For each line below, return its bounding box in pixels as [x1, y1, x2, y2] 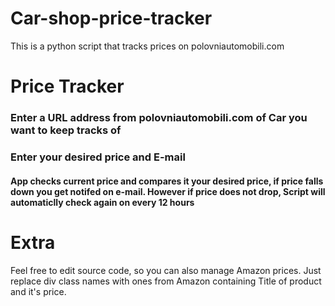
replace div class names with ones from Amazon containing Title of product [10, 275, 322, 287]
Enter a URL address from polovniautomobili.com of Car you [10, 111, 308, 125]
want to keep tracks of [10, 123, 122, 137]
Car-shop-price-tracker [10, 7, 213, 30]
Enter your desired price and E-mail [10, 150, 186, 164]
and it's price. [10, 285, 67, 297]
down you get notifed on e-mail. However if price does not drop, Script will [10, 185, 326, 197]
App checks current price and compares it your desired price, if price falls [10, 175, 324, 187]
